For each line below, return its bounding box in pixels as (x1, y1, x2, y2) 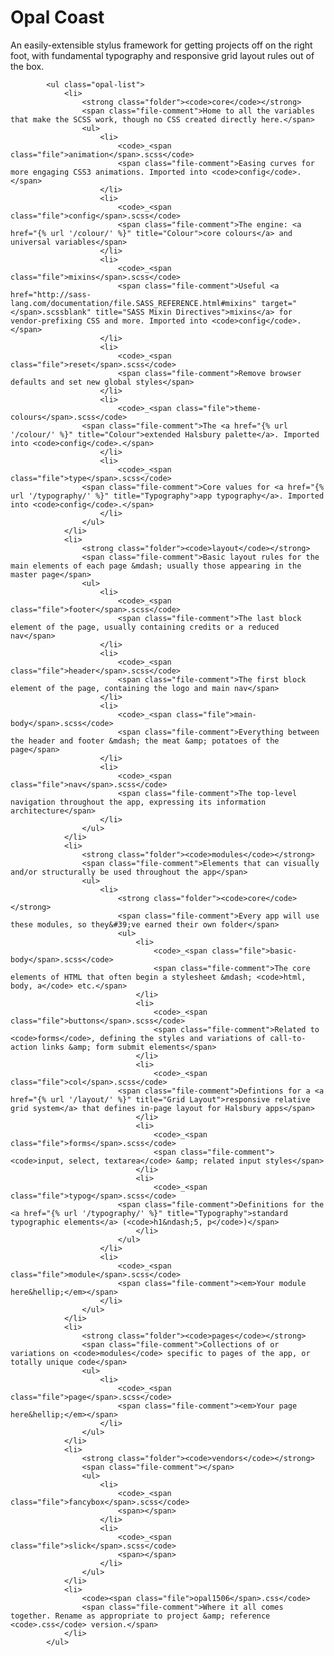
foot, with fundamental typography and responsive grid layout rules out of (10, 49, 315, 61)
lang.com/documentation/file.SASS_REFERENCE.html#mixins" (10, 298, 257, 308)
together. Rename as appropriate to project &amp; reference (10, 1611, 271, 1621)
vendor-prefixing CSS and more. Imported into (10, 316, 208, 326)
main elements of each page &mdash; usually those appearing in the (10, 561, 302, 571)
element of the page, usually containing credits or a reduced (10, 622, 280, 632)
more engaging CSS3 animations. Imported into (10, 167, 208, 177)
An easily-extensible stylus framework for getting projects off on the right (10, 39, 313, 51)
